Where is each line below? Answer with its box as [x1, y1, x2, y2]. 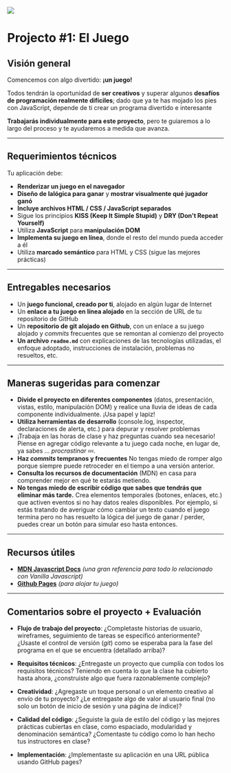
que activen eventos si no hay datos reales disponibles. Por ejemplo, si [16, 499, 218, 507]
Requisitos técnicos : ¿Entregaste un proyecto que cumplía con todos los [16, 660, 224, 668]
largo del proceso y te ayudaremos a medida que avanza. [7, 124, 170, 132]
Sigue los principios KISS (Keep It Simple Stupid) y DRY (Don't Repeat [16, 211, 219, 219]
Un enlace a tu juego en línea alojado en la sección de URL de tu [16, 307, 202, 316]
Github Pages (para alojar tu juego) [16, 580, 119, 588]
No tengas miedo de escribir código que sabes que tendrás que [16, 483, 202, 492]
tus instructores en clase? [16, 737, 91, 745]
